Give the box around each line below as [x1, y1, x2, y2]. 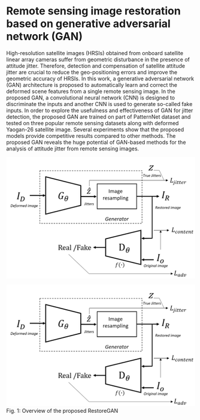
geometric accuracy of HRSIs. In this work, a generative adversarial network [6, 75, 195, 82]
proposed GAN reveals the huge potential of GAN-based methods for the [6, 138, 186, 146]
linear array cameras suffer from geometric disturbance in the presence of [6, 56, 190, 63]
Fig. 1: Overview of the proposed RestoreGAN [6, 407, 119, 414]
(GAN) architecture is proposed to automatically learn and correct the [6, 81, 178, 88]
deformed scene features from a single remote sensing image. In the [6, 87, 175, 95]
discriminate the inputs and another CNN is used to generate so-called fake [6, 100, 193, 107]
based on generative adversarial [6, 17, 171, 31]
